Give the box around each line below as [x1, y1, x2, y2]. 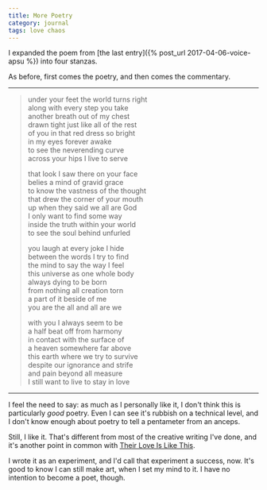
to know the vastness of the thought [27, 186, 147, 195]
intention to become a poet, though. [8, 473, 126, 483]
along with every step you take [27, 103, 129, 113]
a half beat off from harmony [27, 326, 122, 336]
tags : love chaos [8, 26, 66, 34]
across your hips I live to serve [27, 154, 129, 164]
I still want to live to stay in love [27, 377, 130, 387]
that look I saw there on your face [27, 169, 138, 179]
